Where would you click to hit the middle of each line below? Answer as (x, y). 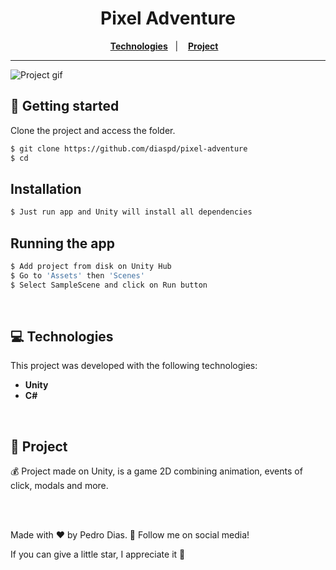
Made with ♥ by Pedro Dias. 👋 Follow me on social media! (130, 535)
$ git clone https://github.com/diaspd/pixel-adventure (129, 148)
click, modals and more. (59, 486)
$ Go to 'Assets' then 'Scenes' (77, 275)
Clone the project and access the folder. (93, 130)
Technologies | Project (164, 46)
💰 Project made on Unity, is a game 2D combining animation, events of (156, 471)
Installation (46, 188)
